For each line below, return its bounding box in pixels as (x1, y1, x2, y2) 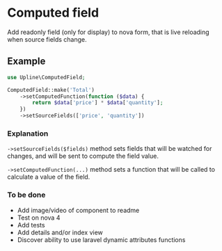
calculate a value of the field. (7, 172, 90, 181)
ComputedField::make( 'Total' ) (7, 86, 95, 93)
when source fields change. (7, 35, 87, 43)
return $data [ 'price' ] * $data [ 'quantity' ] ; (32, 99, 164, 106)
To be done (7, 190, 46, 200)
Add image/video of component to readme (17, 206, 140, 214)
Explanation (7, 129, 49, 138)
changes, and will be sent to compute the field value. (7, 152, 159, 161)
